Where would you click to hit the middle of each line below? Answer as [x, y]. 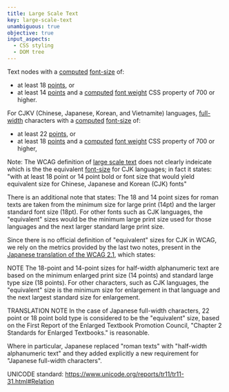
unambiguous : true [33, 26]
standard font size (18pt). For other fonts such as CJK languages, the [105, 212]
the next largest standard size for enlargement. [74, 297]
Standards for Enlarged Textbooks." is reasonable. [78, 333]
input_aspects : [29, 39]
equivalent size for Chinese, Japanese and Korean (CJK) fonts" [97, 184]
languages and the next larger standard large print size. [86, 226]
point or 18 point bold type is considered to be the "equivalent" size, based [113, 317]
